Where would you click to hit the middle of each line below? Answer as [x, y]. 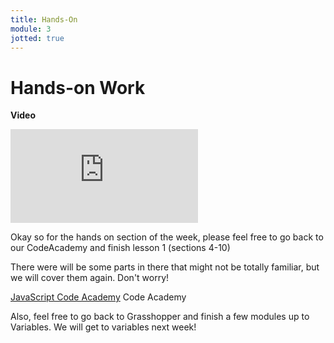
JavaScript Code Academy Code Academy [98, 297]
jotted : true [37, 38]
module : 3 [31, 29]
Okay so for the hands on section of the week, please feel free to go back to [167, 237]
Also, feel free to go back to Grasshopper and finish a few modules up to [160, 317]
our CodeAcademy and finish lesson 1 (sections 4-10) [120, 248]
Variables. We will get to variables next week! [103, 327]
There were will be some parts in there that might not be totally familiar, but [165, 267]
